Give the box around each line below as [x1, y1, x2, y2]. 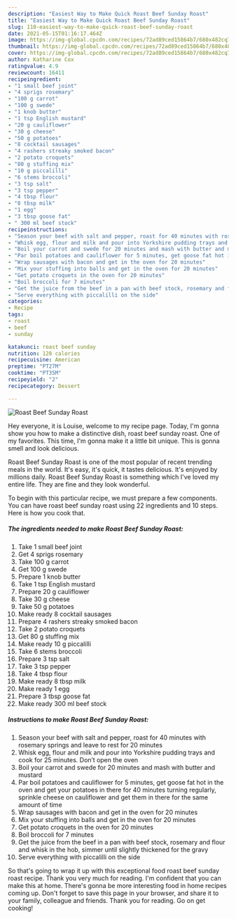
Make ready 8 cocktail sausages [18, 610, 112, 618]
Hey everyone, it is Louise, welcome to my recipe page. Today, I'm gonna [8, 421, 219, 430]
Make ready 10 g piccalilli [18, 639, 92, 648]
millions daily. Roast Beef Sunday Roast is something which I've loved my [8, 473, 219, 481]
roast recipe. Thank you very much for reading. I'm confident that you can [8, 873, 221, 882]
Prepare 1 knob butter [18, 572, 81, 581]
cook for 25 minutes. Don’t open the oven [18, 755, 139, 764]
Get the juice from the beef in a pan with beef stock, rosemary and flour [18, 837, 226, 846]
